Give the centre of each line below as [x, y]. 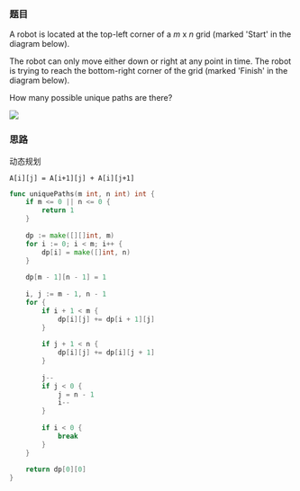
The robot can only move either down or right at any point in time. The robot [150, 61]
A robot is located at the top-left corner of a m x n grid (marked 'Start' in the [150, 34]
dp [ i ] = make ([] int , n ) [86, 252]
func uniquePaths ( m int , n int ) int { [82, 194]
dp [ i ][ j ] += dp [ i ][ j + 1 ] [106, 353]
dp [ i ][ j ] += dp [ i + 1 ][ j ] [106, 319]
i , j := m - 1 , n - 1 [66, 294]
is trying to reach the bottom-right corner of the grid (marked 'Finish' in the [149, 71]
